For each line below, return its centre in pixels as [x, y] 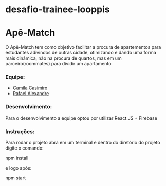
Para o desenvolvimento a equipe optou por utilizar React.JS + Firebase [81, 118]
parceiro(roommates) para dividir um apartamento [58, 64]
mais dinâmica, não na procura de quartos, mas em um [63, 58]
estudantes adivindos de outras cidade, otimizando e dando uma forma [81, 53]
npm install [17, 158]
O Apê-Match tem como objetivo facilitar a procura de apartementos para [83, 47]
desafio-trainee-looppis [58, 10]
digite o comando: [24, 148]
